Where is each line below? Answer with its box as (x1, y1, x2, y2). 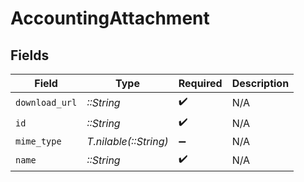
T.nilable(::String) (86, 135, 169, 148)
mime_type (15, 136, 62, 147)
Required (178, 77, 223, 90)
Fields (10, 47, 50, 64)
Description (231, 77, 290, 90)
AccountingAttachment (10, 7, 210, 30)
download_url (15, 97, 78, 108)
